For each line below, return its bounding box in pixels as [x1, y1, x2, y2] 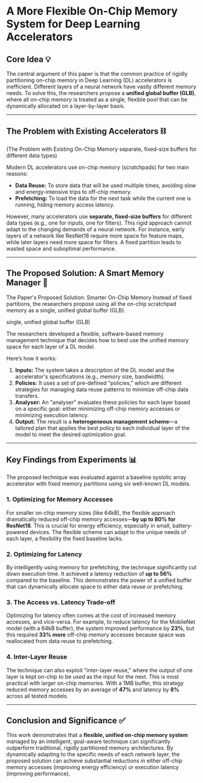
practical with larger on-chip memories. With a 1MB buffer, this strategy [6, 679, 184, 687]
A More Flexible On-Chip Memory [6, 4, 178, 18]
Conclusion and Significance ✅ [6, 716, 126, 726]
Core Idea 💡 [6, 54, 51, 64]
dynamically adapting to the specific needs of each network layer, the [6, 751, 180, 758]
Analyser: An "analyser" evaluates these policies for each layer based [14, 398, 190, 406]
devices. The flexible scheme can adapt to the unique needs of [29, 528, 187, 535]
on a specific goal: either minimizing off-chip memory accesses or [14, 405, 180, 412]
